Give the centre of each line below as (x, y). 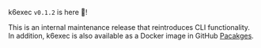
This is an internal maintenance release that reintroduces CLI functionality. (129, 27)
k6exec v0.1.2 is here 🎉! (48, 12)
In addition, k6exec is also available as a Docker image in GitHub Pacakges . (131, 36)
